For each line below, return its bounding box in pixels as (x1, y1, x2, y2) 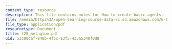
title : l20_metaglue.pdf (5, 31, 58, 36)
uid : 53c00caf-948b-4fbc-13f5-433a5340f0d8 (5, 36, 100, 41)
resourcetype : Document (5, 27, 56, 32)
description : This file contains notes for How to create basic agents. (5, 12, 164, 17)
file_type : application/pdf (5, 21, 66, 27)
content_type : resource (5, 7, 56, 13)
